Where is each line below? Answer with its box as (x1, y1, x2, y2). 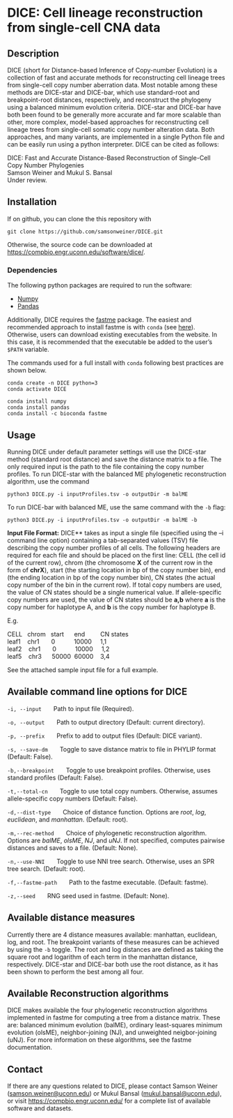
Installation (7, 196, 57, 208)
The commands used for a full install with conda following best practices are (7, 359, 224, 367)
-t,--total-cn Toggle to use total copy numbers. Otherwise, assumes (7, 787, 218, 795)
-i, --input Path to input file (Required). (7, 704, 134, 713)
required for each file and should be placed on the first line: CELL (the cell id (7, 551, 226, 559)
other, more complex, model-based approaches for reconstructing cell (7, 118, 209, 126)
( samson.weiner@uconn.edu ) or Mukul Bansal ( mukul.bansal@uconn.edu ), (7, 1089, 223, 1098)
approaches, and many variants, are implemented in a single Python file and (7, 133, 225, 141)
